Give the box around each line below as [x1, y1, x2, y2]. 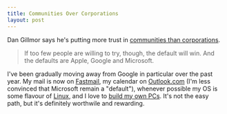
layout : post [7, 17, 45, 23]
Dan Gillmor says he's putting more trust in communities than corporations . [7, 35, 221, 44]
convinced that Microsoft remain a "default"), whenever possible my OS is [7, 84, 218, 93]
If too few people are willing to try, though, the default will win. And [23, 49, 215, 57]
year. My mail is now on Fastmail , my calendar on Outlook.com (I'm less [7, 77, 210, 85]
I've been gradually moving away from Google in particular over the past [7, 70, 213, 78]
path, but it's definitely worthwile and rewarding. [7, 99, 145, 107]
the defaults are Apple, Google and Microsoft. [23, 56, 154, 64]
